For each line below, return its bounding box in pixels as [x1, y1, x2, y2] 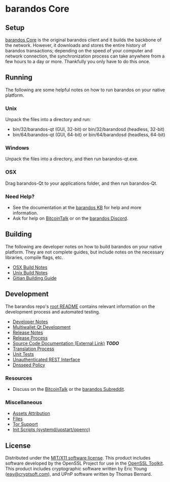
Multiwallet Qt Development [12, 324, 71, 330]
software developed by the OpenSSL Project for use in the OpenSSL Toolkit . [5, 460, 164, 466]
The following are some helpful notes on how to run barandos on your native [5, 87, 165, 93]
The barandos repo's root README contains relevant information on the [5, 303, 155, 309]
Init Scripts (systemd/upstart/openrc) [12, 427, 90, 433]
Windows [5, 145, 29, 152]
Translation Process [12, 346, 54, 352]
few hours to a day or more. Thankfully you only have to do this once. [5, 59, 151, 64]
